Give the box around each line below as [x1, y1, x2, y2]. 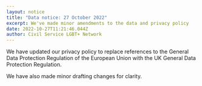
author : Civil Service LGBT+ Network [6, 31, 102, 38]
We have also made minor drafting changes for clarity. [6, 73, 142, 80]
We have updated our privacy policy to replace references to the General [6, 48, 189, 55]
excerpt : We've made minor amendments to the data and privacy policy [6, 20, 189, 26]
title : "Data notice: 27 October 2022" [6, 15, 108, 21]
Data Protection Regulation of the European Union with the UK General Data [6, 55, 197, 62]
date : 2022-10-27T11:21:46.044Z [6, 25, 88, 32]
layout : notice [6, 8, 45, 15]
